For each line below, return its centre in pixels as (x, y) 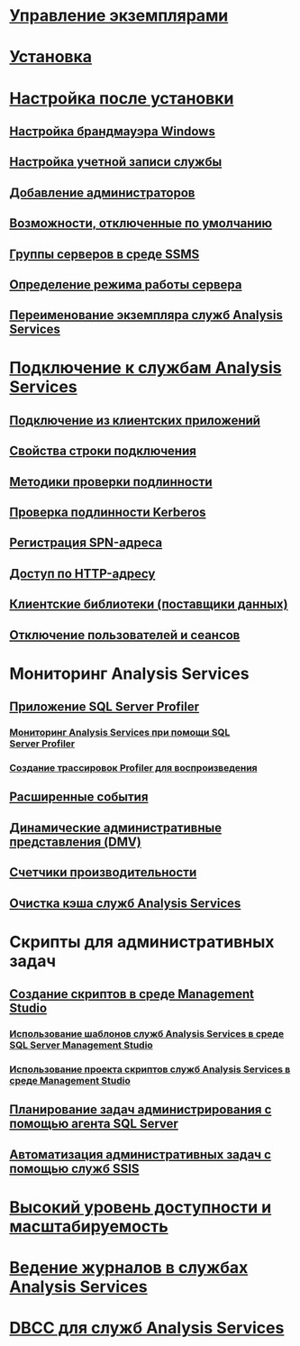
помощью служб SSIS (74, 1168)
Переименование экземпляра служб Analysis (146, 315)
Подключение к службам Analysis (145, 368)
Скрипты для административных (142, 942)
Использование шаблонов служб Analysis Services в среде (147, 1034)
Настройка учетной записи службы (116, 162)
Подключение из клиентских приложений (135, 420)
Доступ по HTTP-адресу (82, 573)
